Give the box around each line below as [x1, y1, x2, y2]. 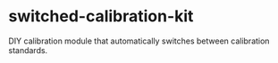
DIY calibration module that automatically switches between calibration [8, 35, 270, 46]
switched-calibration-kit [8, 6, 194, 27]
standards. [8, 44, 48, 55]
